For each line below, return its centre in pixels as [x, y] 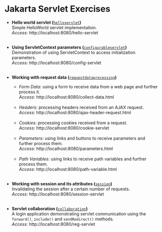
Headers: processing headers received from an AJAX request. [81, 107]
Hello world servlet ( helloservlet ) [46, 22]
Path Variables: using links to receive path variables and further [83, 159]
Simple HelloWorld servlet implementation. [54, 27]
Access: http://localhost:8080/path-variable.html [68, 169]
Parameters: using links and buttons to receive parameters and [82, 138]
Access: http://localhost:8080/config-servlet [56, 63]
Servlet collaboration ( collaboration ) [50, 208]
